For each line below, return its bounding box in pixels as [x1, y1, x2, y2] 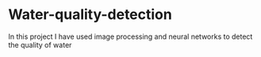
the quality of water [8, 40, 72, 49]
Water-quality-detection [8, 6, 172, 24]
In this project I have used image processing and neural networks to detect [8, 32, 253, 41]
